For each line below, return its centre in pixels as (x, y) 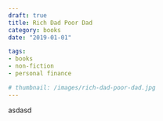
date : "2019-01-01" (40, 37)
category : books (34, 30)
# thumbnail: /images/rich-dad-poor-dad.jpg (82, 87)
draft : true (27, 15)
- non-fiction (31, 66)
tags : (17, 52)
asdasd (20, 110)
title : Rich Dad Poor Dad (50, 23)
